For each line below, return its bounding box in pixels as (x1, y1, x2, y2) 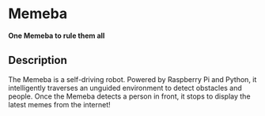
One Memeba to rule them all (8, 31, 105, 40)
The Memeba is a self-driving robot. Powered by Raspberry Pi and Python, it (8, 74, 257, 84)
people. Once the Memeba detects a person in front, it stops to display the (8, 92, 251, 101)
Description (8, 54, 67, 67)
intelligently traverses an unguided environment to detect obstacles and (8, 83, 243, 92)
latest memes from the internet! (8, 99, 111, 109)
